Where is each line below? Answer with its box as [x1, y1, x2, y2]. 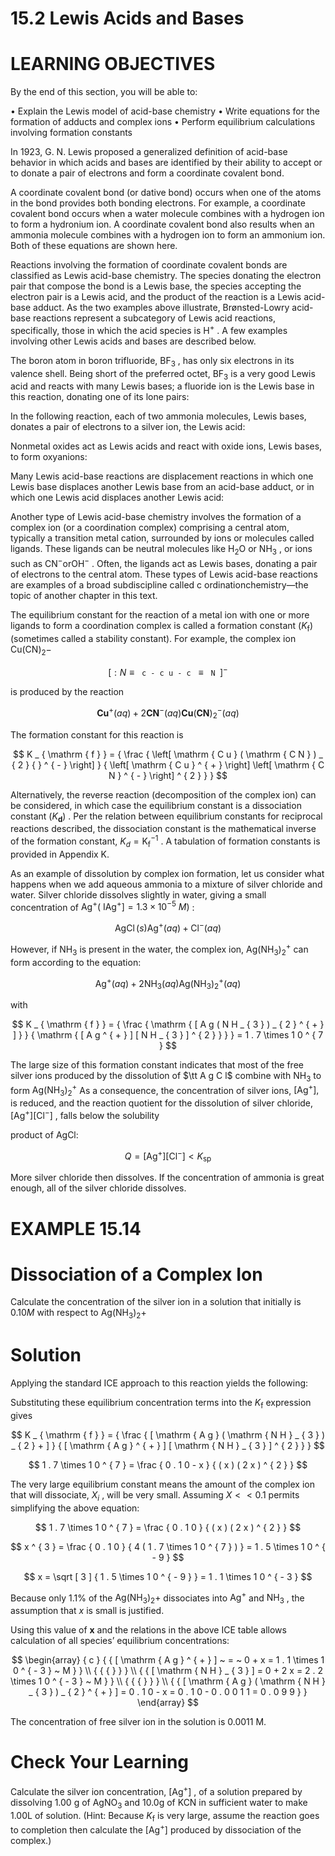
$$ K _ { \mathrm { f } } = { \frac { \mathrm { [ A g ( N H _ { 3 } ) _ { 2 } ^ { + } [11, 1018, 325, 1030]
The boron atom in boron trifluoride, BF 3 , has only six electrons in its [10, 354, 295, 369]
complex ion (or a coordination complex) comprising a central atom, [10, 522, 290, 534]
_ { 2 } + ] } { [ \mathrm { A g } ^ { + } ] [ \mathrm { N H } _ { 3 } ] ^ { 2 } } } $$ [11, 1440, 325, 1452]
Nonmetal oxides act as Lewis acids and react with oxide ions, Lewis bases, [10, 440, 323, 452]
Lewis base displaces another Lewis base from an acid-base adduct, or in [10, 481, 315, 493]
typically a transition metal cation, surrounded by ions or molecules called [10, 532, 315, 544]
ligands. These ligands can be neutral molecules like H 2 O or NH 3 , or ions [10, 543, 313, 557]
